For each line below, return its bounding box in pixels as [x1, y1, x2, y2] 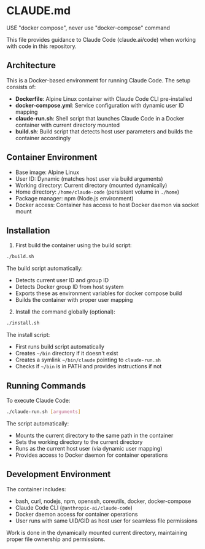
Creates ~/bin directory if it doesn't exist [15, 350, 118, 357]
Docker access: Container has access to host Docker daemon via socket [15, 201, 199, 208]
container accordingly [15, 134, 71, 141]
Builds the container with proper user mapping [15, 296, 133, 304]
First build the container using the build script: [15, 242, 132, 249]
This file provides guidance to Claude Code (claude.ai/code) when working [6, 36, 196, 43]
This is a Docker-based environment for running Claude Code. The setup [6, 76, 191, 84]
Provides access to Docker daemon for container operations [15, 451, 168, 459]
